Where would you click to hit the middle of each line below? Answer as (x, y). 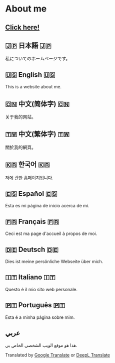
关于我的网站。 (20, 117)
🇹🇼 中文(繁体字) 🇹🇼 (37, 134)
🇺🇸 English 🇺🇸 (30, 75)
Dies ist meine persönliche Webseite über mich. (54, 262)
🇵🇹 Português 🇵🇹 (35, 305)
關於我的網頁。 (20, 147)
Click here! (22, 27)
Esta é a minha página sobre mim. (40, 317)
